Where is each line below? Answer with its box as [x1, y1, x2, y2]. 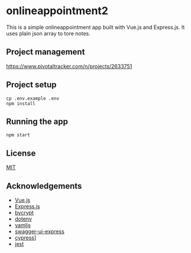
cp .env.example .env [6, 96, 60, 101]
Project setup [6, 80, 57, 90]
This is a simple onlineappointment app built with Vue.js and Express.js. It [6, 24, 185, 31]
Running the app [6, 116, 68, 126]
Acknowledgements [6, 181, 82, 191]
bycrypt [14, 209, 34, 216]
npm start [6, 132, 31, 138]
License [6, 148, 36, 158]
